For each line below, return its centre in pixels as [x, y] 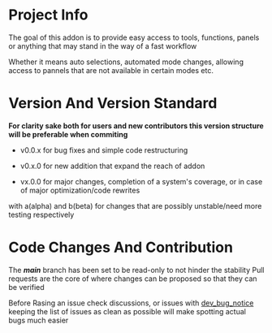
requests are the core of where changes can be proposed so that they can [133, 279]
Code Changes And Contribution [121, 247]
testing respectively [41, 214]
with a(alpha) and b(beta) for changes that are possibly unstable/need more [135, 205]
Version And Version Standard [113, 104]
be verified [26, 287]
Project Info [48, 15]
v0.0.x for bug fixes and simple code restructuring [104, 150]
